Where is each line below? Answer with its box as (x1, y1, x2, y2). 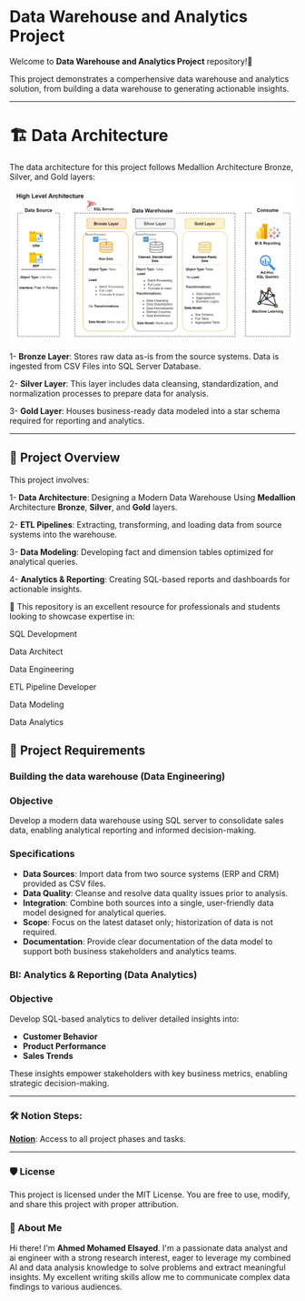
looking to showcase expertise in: (9, 610, 135, 621)
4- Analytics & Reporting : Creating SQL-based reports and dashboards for (9, 573, 290, 584)
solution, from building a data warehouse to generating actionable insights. (9, 83, 290, 94)
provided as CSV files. (22, 878, 106, 889)
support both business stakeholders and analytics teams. (22, 945, 238, 956)
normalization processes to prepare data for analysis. (9, 388, 209, 398)
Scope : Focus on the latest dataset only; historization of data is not (22, 916, 274, 927)
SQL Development (9, 628, 77, 639)
